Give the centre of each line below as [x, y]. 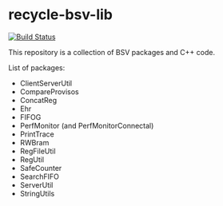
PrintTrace [37, 134]
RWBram [34, 142]
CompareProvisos [49, 91]
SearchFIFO [40, 176]
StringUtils [37, 193]
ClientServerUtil [46, 83]
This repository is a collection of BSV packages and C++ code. [112, 52]
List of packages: [37, 67]
